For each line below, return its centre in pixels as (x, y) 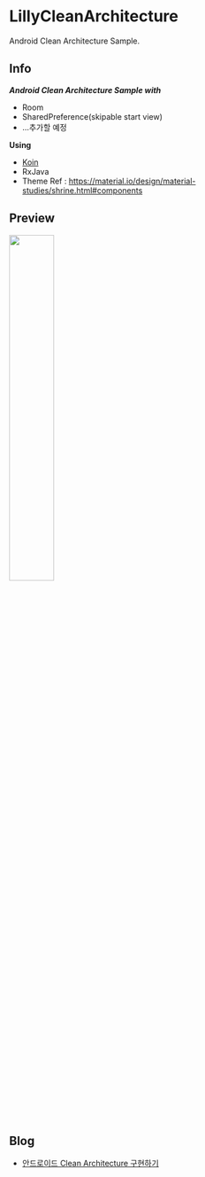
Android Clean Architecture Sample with (85, 90)
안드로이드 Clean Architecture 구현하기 (90, 1164)
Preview (32, 218)
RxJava (35, 171)
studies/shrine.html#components (82, 190)
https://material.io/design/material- (132, 181)
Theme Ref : (44, 181)
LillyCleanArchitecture (94, 16)
